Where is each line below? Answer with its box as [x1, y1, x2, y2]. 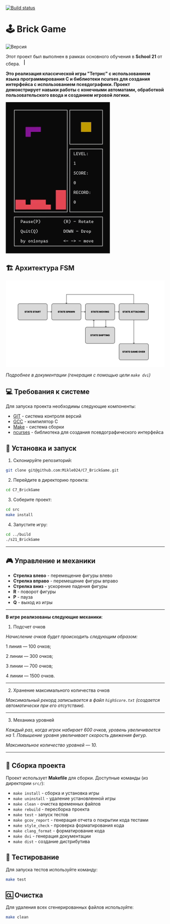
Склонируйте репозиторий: [13, 457, 72, 464]
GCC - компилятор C [13, 418, 59, 425]
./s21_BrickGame [6, 537, 40, 542]
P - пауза [13, 594, 33, 600]
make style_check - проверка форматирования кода [13, 822, 125, 828]
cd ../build [6, 532, 31, 537]
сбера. [6, 61, 21, 67]
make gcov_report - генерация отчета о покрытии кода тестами [13, 817, 149, 823]
